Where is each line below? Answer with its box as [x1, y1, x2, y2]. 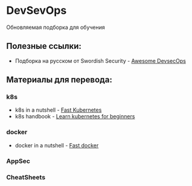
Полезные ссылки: [6, 41, 82, 51]
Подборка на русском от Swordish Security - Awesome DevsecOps [14, 57, 186, 64]
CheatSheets [6, 173, 46, 181]
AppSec [6, 156, 30, 165]
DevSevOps [6, 4, 67, 18]
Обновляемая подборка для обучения [6, 24, 106, 31]
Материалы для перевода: [6, 75, 113, 85]
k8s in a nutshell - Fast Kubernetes [14, 106, 102, 114]
